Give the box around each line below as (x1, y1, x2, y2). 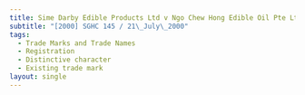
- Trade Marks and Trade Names (17, 38, 136, 48)
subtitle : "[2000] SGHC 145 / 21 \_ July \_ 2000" (9, 22, 189, 31)
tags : (9, 30, 30, 39)
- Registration (17, 47, 75, 56)
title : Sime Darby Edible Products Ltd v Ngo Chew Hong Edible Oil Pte (9, 13, 286, 23)
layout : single (9, 72, 67, 81)
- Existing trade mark (17, 64, 103, 73)
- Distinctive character (17, 55, 112, 64)
